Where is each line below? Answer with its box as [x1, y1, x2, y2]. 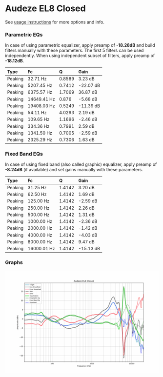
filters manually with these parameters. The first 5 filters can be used [5, 47, 144, 54]
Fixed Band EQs [5, 150, 43, 157]
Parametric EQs [5, 31, 43, 38]
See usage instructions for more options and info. [5, 19, 105, 25]
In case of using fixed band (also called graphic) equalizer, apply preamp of [5, 161, 157, 167]
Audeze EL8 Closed [5, 3, 86, 14]
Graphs [5, 259, 23, 266]
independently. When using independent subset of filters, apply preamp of [5, 53, 155, 59]
